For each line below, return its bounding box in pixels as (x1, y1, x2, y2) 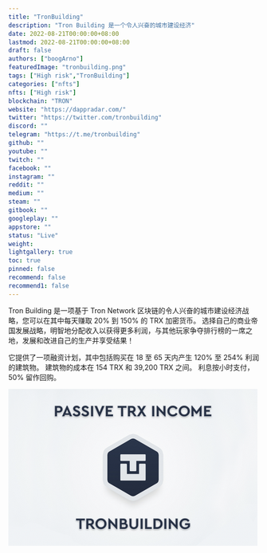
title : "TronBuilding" (8, 13, 84, 21)
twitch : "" (8, 155, 45, 163)
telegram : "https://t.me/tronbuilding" (8, 131, 141, 139)
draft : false (8, 46, 52, 55)
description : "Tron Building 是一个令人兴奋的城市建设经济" (8, 21, 195, 29)
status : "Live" (8, 231, 59, 239)
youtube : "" (8, 147, 48, 155)
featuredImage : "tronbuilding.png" (8, 64, 127, 72)
